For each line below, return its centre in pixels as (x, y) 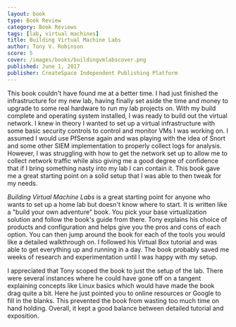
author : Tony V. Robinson (45, 47)
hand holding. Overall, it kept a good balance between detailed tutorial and (116, 308)
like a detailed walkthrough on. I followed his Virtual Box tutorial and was (112, 242)
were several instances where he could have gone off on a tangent (104, 278)
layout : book (26, 14)
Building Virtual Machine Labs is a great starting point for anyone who (109, 197)
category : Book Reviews (42, 27)
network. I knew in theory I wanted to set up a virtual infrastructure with (111, 123)
